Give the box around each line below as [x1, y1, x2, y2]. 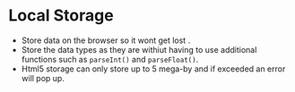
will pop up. [21, 72, 65, 83]
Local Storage [8, 5, 114, 26]
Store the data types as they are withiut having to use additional [21, 44, 257, 54]
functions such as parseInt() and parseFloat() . [21, 54, 199, 64]
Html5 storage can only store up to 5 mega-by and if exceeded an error [21, 63, 286, 74]
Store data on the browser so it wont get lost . [21, 35, 191, 46]
